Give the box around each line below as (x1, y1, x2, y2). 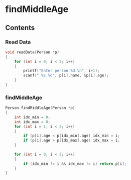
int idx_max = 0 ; (14, 119, 51, 124)
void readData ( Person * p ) (5, 49, 59, 54)
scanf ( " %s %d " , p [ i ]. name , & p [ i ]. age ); (23, 73, 109, 78)
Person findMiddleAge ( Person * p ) (5, 105, 75, 110)
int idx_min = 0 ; (14, 114, 51, 119)
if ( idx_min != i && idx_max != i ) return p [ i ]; (23, 161, 127, 166)
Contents (5, 23, 35, 32)
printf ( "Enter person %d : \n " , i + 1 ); (23, 68, 100, 73)
